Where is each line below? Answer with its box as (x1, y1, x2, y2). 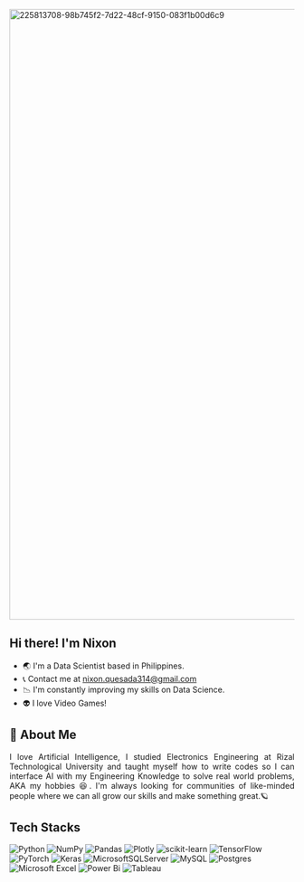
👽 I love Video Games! (22, 697, 107, 708)
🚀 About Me (9, 727, 77, 743)
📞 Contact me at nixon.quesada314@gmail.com (22, 673, 197, 684)
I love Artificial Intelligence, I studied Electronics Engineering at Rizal (9, 751, 295, 762)
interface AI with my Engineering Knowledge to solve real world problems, (9, 770, 295, 782)
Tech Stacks (9, 820, 81, 836)
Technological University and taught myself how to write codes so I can (9, 761, 295, 772)
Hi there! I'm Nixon (9, 636, 117, 651)
